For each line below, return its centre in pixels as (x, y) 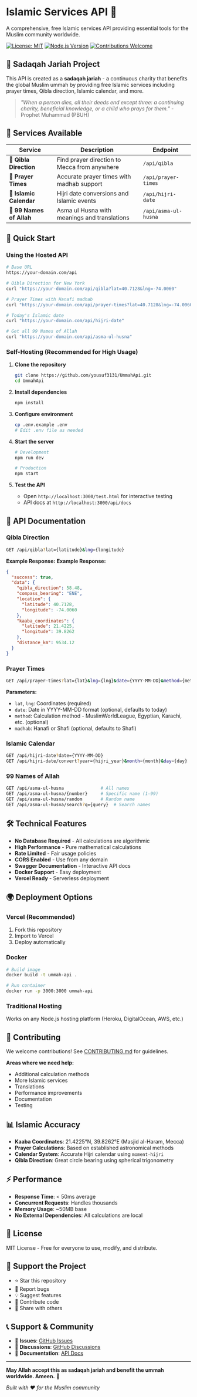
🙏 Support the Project (46, 1266)
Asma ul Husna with (84, 210)
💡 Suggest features (38, 1295)
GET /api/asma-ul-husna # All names (68, 789)
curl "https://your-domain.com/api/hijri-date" (65, 321)
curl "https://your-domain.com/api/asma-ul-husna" (69, 337)
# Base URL (19, 267)
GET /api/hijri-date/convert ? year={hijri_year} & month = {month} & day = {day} (97, 761)
